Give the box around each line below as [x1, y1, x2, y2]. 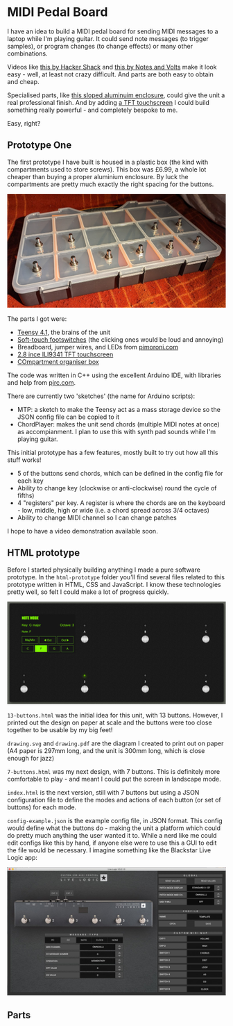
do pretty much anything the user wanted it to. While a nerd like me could [7, 831, 217, 840]
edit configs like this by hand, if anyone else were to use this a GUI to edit [7, 838, 217, 847]
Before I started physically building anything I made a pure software [7, 565, 201, 574]
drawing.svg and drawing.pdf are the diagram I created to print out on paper [7, 739, 224, 747]
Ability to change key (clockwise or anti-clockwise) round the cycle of [17, 484, 217, 493]
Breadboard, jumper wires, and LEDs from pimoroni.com [17, 343, 179, 351]
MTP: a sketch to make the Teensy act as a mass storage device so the [17, 406, 221, 414]
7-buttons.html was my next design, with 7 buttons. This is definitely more [7, 768, 221, 776]
